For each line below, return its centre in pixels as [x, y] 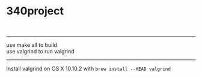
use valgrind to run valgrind [40, 51]
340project [35, 11]
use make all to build [32, 45]
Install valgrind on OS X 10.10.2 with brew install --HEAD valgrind [89, 68]
